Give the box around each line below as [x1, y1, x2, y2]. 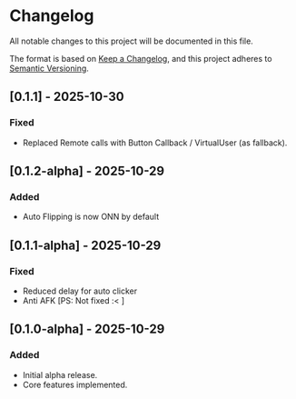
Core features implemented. [22, 379, 128, 390]
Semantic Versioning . [9, 63, 89, 74]
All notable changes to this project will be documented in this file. [9, 35, 254, 46]
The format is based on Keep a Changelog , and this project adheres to [9, 53, 272, 64]
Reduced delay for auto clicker [22, 285, 138, 296]
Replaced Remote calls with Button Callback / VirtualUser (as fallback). [22, 137, 288, 148]
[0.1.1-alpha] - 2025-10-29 [9, 237, 162, 253]
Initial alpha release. [22, 369, 98, 380]
